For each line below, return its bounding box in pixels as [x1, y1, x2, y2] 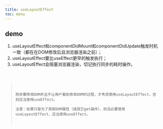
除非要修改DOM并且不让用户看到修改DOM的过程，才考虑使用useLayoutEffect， [15, 92, 153, 97]
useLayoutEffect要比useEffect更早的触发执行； [12, 55, 107, 61]
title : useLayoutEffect [5, 7, 54, 12]
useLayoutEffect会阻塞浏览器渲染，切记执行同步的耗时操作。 [12, 61, 136, 67]
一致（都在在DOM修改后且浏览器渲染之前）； [12, 49, 102, 55]
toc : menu [5, 12, 25, 17]
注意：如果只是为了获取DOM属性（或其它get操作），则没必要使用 [15, 107, 126, 112]
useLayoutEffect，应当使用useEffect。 [15, 112, 91, 117]
